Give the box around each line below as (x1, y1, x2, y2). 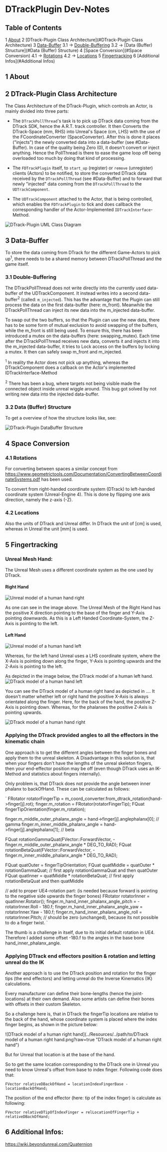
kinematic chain (5, 738, 45, 745)
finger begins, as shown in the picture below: (5, 1021, 98, 1027)
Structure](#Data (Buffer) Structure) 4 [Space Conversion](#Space (5, 48, 142, 53)
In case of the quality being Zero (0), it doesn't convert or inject (29, 144, 160, 151)
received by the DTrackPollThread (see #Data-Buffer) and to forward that (12, 175, 162, 181)
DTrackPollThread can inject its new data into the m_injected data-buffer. (5, 307, 156, 313)
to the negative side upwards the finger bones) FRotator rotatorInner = (5, 893, 150, 899)
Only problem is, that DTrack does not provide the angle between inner (5, 781, 151, 787)
